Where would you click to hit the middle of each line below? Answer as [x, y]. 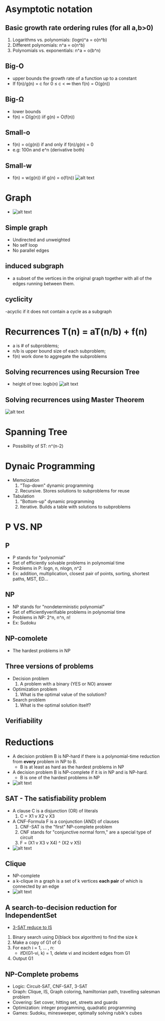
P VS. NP [24, 527]
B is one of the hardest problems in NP [60, 777]
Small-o [18, 133]
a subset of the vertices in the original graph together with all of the [82, 278]
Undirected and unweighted [41, 240]
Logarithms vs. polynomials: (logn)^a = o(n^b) [60, 40]
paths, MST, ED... [30, 579]
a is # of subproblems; [36, 346]
